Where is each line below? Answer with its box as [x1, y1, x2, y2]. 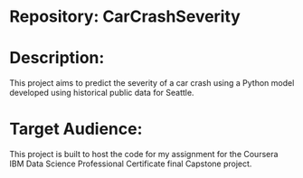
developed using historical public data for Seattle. [9, 88, 194, 98]
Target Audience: [9, 119, 143, 139]
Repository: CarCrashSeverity [9, 6, 241, 27]
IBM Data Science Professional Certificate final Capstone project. [9, 158, 252, 169]
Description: [9, 48, 105, 69]
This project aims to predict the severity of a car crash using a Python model [9, 78, 295, 89]
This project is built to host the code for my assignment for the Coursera [9, 149, 279, 160]
